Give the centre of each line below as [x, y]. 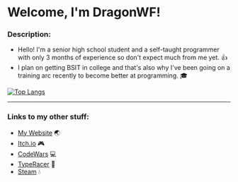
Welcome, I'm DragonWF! [84, 12]
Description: [29, 35]
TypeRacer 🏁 [36, 164]
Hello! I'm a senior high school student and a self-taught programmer [118, 49]
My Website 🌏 [39, 133]
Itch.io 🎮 [31, 143]
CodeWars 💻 [37, 154]
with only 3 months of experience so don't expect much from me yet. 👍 [123, 58]
